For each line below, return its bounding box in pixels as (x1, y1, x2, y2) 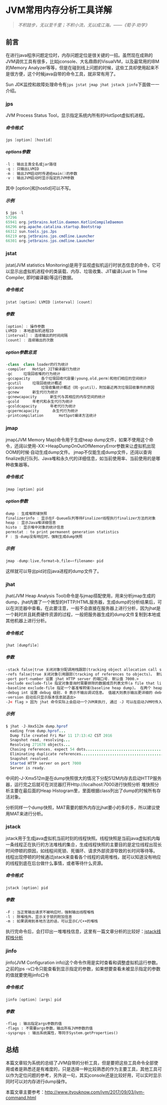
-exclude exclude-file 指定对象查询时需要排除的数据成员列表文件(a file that (5, 681, 155, 686)
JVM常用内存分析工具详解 (5, 4, 112, 16)
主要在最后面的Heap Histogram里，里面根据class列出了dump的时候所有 (9, 788, 157, 794)
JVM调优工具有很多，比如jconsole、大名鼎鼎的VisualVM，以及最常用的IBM (5, 58, 160, 64)
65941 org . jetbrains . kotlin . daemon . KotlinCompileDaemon (5, 220, 123, 225)
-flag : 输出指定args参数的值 (5, 1021, 62, 1026)
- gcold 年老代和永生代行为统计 (5, 399, 73, 404)
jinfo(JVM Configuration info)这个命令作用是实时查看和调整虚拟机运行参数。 (5, 960, 161, 966)
